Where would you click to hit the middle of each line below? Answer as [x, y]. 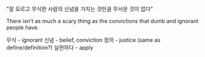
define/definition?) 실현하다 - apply [50, 48]
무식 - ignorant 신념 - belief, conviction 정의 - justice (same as [84, 40]
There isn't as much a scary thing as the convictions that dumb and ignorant [102, 21]
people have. [23, 27]
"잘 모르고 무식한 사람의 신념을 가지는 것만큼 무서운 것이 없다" [80, 9]
